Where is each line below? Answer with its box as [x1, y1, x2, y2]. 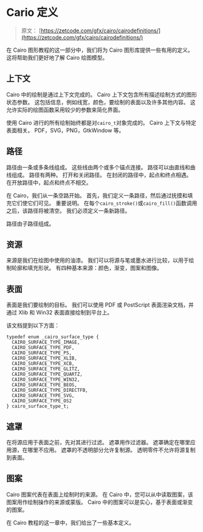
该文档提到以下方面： [6, 322, 60, 329]
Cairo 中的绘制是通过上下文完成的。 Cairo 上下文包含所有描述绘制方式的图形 [6, 91, 198, 98]
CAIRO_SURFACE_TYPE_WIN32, [12, 377, 80, 383]
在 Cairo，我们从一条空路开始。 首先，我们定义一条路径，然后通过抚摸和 [6, 191, 188, 199]
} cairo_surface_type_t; [6, 403, 69, 410]
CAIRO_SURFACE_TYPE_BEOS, [12, 382, 78, 388]
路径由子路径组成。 [6, 220, 55, 227]
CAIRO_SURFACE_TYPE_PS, [12, 350, 72, 356]
